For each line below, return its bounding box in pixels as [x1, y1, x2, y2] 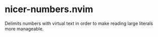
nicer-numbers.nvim [5, 4, 93, 15]
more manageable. [5, 25, 44, 31]
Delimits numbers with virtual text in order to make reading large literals [5, 20, 153, 26]
